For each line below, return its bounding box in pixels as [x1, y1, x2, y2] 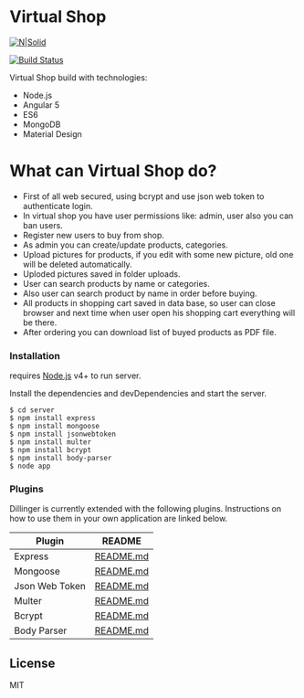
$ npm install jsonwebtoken [9, 429, 117, 439]
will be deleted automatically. [22, 259, 132, 270]
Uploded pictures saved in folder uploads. [22, 268, 181, 280]
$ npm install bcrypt [9, 446, 92, 455]
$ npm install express [9, 414, 96, 423]
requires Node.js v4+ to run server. [9, 370, 142, 381]
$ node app [9, 461, 51, 471]
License [9, 655, 56, 671]
